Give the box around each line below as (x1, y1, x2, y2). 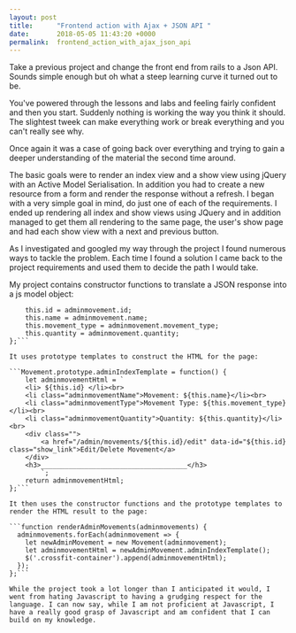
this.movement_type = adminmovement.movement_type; (25, 321, 219, 330)
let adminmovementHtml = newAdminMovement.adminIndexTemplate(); (25, 546, 271, 555)
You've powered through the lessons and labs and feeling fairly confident (9, 98, 277, 109)
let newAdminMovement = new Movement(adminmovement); (25, 538, 227, 547)
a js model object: (9, 289, 74, 299)
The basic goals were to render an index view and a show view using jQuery (9, 170, 287, 181)
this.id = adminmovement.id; (25, 306, 133, 315)
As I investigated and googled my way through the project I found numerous (9, 243, 286, 254)
